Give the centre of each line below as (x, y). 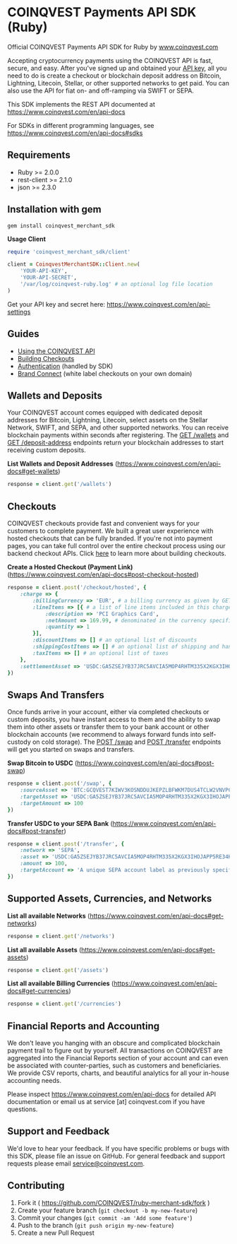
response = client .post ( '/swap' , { (60, 784)
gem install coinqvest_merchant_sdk (61, 226)
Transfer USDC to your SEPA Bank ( (60, 823)
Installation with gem (54, 209)
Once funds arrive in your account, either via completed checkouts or (108, 712)
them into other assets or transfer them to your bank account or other (108, 727)
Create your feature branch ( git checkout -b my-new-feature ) (108, 1210)
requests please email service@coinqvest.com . (76, 1163)
